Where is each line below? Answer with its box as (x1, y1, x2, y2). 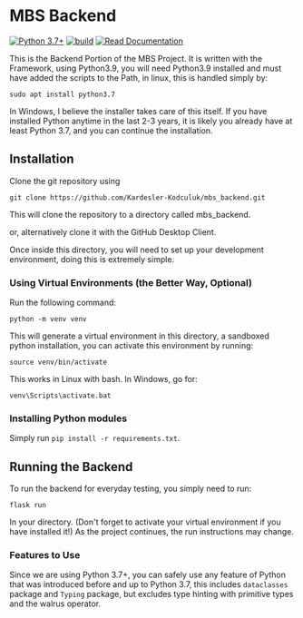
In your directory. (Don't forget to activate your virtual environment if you (9, 516, 281, 527)
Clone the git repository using (9, 175, 121, 186)
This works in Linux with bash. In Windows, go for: (9, 374, 198, 385)
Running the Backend (9, 459, 133, 475)
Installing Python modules (9, 412, 128, 425)
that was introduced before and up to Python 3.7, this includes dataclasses (9, 579, 288, 590)
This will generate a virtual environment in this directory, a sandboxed (9, 330, 269, 341)
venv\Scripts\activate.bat (9, 391, 112, 400)
